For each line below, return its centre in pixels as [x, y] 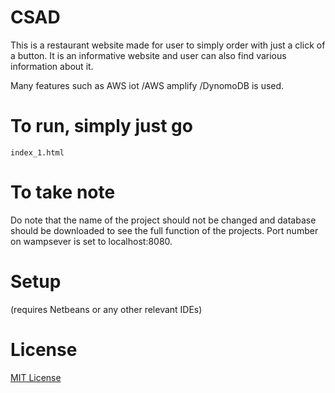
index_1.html [37, 152]
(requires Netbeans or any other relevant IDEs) [106, 309]
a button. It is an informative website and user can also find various [148, 55]
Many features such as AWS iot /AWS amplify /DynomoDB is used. [147, 85]
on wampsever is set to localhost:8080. [91, 241]
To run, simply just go [101, 126]
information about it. [52, 66]
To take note [63, 192]
